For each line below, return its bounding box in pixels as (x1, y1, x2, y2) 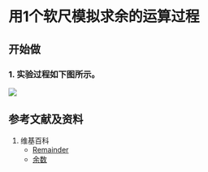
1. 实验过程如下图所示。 (8, 68, 100, 80)
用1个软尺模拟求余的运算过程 (8, 7, 201, 26)
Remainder (32, 144, 69, 154)
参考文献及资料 (8, 113, 84, 127)
